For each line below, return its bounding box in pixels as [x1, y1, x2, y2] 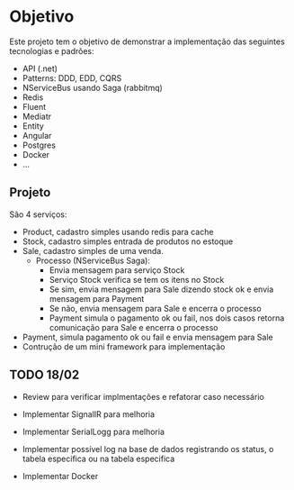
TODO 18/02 [9, 367, 80, 383]
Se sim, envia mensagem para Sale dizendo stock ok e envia [49, 284, 274, 295]
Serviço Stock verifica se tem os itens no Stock [49, 274, 225, 285]
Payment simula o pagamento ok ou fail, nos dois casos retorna [49, 313, 285, 323]
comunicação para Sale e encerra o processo [49, 322, 218, 332]
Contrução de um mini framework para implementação [22, 340, 226, 352]
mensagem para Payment [49, 293, 145, 304]
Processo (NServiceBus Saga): [35, 255, 151, 266]
